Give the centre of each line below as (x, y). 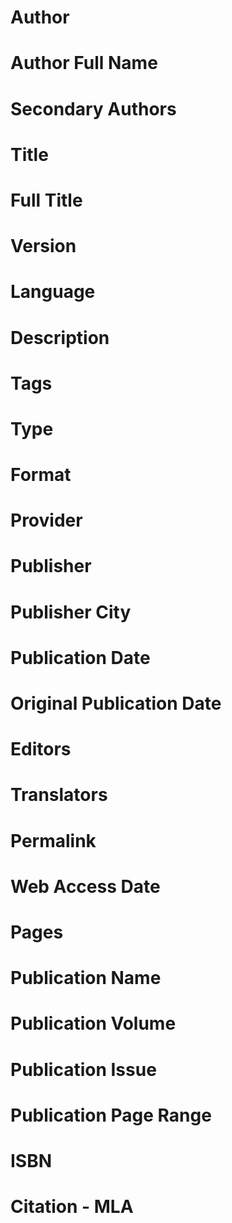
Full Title (46, 200)
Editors (41, 749)
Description (60, 337)
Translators (59, 795)
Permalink (53, 840)
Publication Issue (83, 1069)
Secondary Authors (93, 108)
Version (43, 246)
